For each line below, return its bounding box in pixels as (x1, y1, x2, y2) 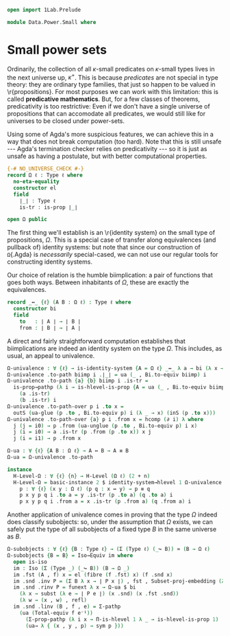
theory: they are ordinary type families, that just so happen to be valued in (7, 80, 216, 89)
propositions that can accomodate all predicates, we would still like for (7, 110, 206, 118)
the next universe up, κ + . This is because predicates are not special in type (7, 72, 219, 82)
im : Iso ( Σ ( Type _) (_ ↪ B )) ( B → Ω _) (13, 565, 130, 571)
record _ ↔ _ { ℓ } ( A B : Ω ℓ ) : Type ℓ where (7, 299, 131, 306)
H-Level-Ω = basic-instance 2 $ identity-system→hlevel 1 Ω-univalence (13, 479, 222, 486)
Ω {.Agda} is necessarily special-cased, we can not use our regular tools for (7, 251, 218, 259)
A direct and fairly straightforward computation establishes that (7, 337, 186, 345)
